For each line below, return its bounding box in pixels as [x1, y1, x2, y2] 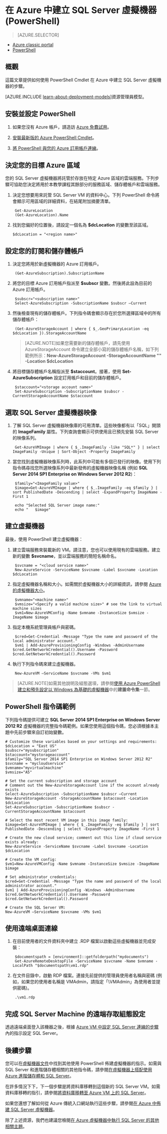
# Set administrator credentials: [5, 874, 77, 880]
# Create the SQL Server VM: [5, 905, 66, 910]
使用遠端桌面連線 [5, 924, 58, 933]
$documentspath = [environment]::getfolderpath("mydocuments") [14, 954, 149, 959]
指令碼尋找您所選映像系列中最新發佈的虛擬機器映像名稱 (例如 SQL [12, 465, 148, 470]
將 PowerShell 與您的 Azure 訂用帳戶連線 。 [12, 145, 101, 151]
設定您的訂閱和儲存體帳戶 [5, 246, 84, 255]
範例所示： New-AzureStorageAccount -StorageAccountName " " [24, 353, 162, 359]
